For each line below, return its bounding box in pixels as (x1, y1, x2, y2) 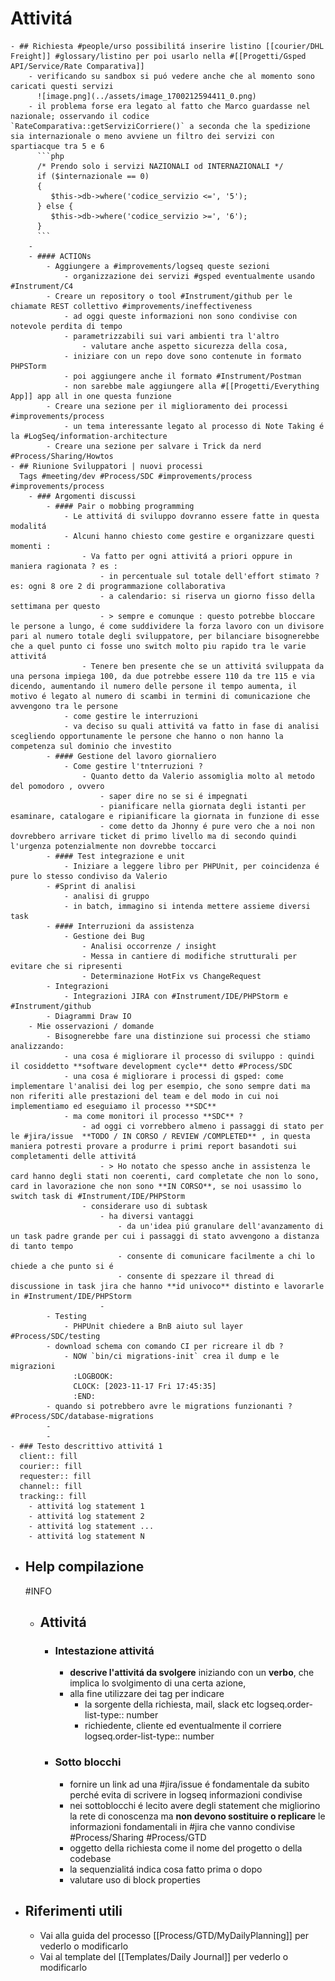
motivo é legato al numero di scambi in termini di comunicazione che (10, 691, 311, 701)
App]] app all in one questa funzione (10, 391, 172, 401)
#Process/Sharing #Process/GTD (69, 1831, 207, 1843)
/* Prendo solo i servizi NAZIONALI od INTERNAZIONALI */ (36, 161, 284, 171)
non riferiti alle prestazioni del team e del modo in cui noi (10, 1091, 280, 1101)
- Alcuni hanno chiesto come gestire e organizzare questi (63, 531, 315, 541)
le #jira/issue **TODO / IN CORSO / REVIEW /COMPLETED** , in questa (10, 1131, 311, 1141)
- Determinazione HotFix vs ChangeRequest (81, 971, 262, 981)
